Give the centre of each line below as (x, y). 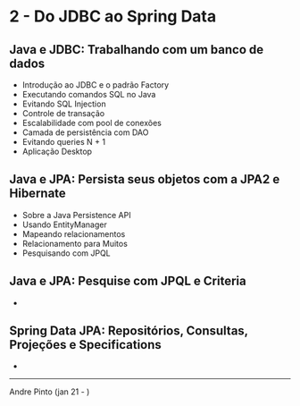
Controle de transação (63, 113)
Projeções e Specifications (86, 345)
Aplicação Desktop (57, 151)
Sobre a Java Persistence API (76, 215)
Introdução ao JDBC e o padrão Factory (96, 85)
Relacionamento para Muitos (75, 243)
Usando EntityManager (64, 224)
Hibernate (38, 194)
